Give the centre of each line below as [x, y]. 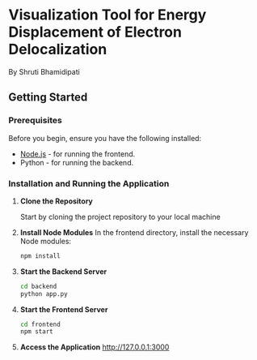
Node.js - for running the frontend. [78, 154]
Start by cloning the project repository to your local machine [120, 216]
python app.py [44, 294]
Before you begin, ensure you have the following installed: [105, 138]
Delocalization [58, 49]
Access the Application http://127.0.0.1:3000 [95, 347]
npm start [37, 332]
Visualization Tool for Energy [107, 15]
